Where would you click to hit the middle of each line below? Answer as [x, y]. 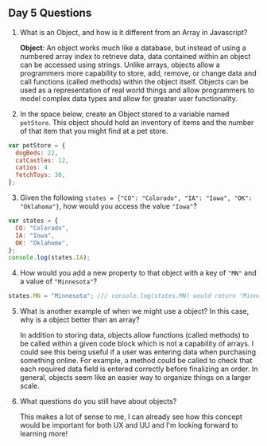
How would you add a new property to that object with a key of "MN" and [138, 273]
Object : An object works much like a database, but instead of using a [133, 48]
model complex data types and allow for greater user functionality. [129, 98]
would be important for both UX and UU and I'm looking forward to [129, 425]
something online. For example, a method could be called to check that [136, 361]
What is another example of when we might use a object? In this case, [134, 311]
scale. [29, 386]
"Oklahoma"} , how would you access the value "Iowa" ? [108, 206]
